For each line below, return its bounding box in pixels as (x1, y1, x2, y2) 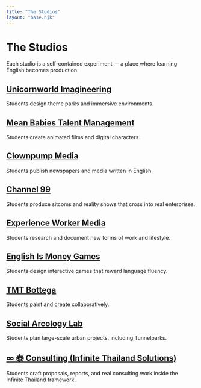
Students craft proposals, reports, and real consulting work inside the (6, 369, 179, 377)
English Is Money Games (6, 251, 100, 261)
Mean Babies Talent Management (6, 117, 135, 128)
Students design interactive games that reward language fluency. (6, 268, 168, 275)
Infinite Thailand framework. (6, 376, 76, 383)
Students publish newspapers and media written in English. (6, 167, 153, 174)
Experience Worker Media (6, 218, 106, 228)
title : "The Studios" (6, 8, 61, 15)
